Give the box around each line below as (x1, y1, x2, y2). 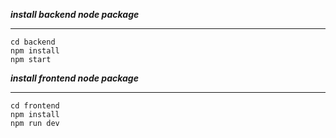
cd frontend (10, 101, 60, 111)
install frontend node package (10, 72, 139, 84)
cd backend (10, 37, 56, 47)
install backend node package (10, 9, 140, 20)
